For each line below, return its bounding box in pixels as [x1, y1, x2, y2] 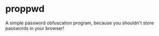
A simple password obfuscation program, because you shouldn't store [5, 20, 154, 26]
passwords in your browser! [5, 25, 65, 31]
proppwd [5, 3, 45, 15]
